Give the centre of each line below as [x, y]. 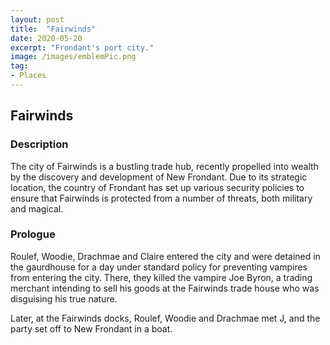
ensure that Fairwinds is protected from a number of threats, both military [161, 198]
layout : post [37, 19]
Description [39, 144]
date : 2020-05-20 [46, 38]
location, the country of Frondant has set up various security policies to [157, 187]
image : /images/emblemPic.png [73, 57]
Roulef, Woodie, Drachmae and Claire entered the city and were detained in [165, 256]
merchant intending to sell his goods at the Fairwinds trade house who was [165, 288]
